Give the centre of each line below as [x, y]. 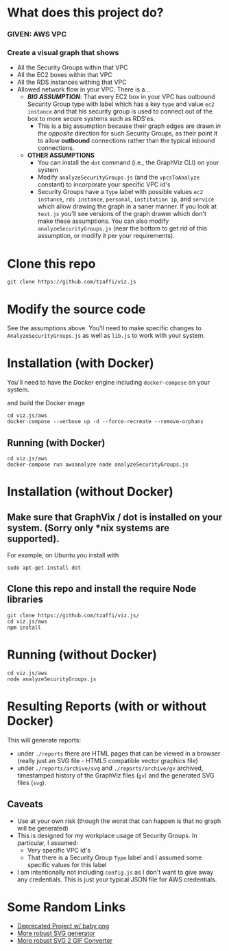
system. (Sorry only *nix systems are [88, 528]
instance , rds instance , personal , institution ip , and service [126, 199]
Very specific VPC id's [59, 850]
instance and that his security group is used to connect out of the [120, 111]
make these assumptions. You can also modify [103, 221]
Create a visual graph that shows [63, 53]
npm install [24, 628]
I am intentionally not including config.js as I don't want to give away [115, 872]
